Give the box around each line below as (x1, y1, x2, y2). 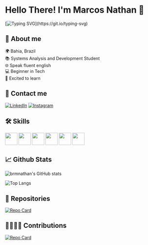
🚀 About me (5, 35, 42, 43)
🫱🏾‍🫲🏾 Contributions (5, 222, 67, 230)
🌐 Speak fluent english (5, 62, 51, 68)
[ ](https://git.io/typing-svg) (5, 21, 88, 26)
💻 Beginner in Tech (5, 68, 45, 74)
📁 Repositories (5, 194, 50, 202)
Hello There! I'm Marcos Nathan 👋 (5, 4, 145, 16)
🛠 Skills (5, 117, 30, 125)
